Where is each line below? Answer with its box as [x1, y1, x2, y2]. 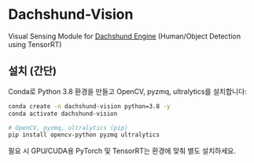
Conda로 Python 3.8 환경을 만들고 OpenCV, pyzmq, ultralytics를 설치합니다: [8, 86, 248, 96]
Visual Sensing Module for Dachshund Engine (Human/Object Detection [8, 31, 241, 41]
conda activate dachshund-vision [8, 110, 118, 118]
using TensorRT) [8, 39, 62, 49]
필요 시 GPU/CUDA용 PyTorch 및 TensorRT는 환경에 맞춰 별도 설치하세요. [8, 147, 236, 156]
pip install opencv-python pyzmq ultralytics [8, 131, 160, 139]
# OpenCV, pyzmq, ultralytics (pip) [8, 124, 128, 132]
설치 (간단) [8, 64, 57, 78]
